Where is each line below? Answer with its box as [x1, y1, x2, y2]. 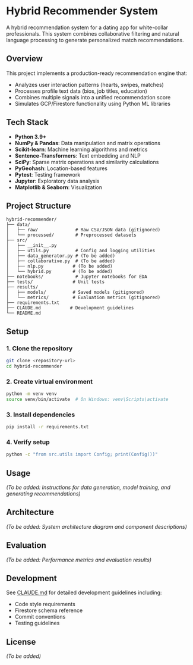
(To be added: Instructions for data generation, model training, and [6, 484, 170, 491]
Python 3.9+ [14, 133, 46, 140]
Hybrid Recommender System [6, 4, 159, 18]
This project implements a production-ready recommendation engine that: [6, 70, 188, 77]
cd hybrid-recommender [6, 363, 62, 369]
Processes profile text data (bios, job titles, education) [14, 87, 147, 95]
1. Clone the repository [6, 344, 73, 352]
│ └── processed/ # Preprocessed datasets [6, 232, 137, 239]
